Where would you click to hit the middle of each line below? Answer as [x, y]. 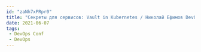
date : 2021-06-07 [28, 23]
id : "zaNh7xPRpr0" [29, 12]
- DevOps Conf [26, 34]
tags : [13, 28]
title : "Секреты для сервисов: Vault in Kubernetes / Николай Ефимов [95, 17]
